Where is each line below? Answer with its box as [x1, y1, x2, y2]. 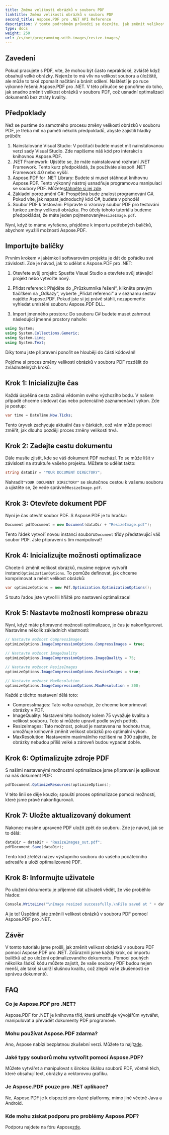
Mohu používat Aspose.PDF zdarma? [5, 1030, 98, 1037]
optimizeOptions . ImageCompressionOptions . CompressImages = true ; [5, 642, 145, 647]
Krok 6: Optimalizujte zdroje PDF [5, 754, 110, 762]
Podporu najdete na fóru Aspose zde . [5, 1124, 81, 1130]
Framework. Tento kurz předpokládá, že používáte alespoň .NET [12, 164, 146, 170]
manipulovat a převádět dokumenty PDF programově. [5, 1017, 116, 1023]
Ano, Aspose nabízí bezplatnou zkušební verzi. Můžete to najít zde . [5, 1041, 143, 1047]
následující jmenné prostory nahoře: [12, 316, 87, 322]
